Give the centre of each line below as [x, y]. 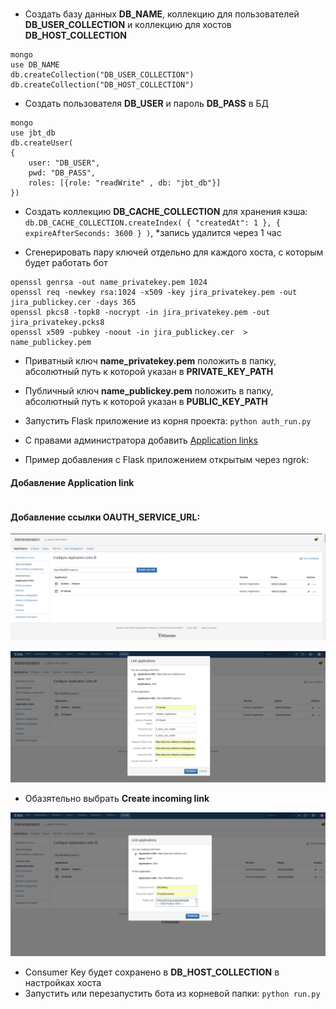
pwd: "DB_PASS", [62, 173]
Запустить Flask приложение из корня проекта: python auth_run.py [168, 420]
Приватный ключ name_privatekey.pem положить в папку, [150, 360]
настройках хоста [63, 982]
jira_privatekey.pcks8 [57, 322]
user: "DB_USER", [64, 163]
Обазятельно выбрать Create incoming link [117, 799]
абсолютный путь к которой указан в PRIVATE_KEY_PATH [149, 371]
